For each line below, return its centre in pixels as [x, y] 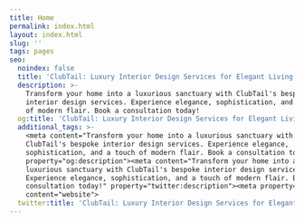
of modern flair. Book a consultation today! [113, 111]
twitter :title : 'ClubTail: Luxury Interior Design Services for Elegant [157, 203]
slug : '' [26, 43]
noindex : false [46, 69]
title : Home [32, 18]
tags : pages [32, 52]
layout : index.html [46, 34]
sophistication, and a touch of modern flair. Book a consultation [155, 152]
